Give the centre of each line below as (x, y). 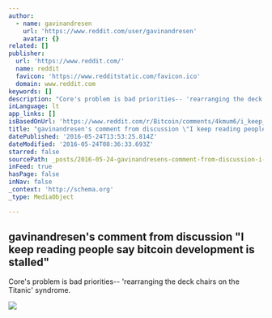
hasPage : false (34, 174)
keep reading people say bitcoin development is (132, 249)
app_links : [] (32, 114)
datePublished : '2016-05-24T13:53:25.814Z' (83, 136)
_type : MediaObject (41, 197)
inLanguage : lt (34, 106)
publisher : (27, 54)
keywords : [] (30, 91)
